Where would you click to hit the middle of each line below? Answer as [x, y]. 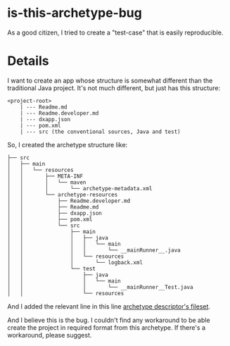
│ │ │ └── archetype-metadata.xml [80, 188]
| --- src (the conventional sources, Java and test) [100, 132]
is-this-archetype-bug [75, 13]
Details [28, 61]
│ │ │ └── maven [47, 182]
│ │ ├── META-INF [45, 176]
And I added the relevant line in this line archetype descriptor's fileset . [109, 306]
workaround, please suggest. [50, 335]
